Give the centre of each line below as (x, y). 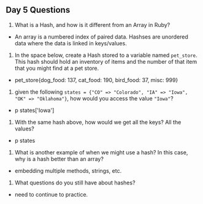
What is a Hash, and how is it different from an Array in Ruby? (92, 25)
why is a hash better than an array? (59, 159)
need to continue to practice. (51, 194)
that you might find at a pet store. (57, 68)
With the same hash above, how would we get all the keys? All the (98, 122)
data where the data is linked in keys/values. (71, 43)
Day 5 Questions (38, 10)
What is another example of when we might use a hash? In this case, (101, 152)
